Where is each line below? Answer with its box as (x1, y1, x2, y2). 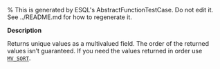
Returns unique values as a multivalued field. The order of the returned (7, 40, 210, 47)
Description (7, 27, 42, 34)
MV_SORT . (7, 54, 31, 62)
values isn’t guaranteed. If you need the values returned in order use (7, 47, 203, 55)
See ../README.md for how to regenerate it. (7, 13, 133, 21)
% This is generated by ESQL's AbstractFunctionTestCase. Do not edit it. (7, 6, 214, 14)
